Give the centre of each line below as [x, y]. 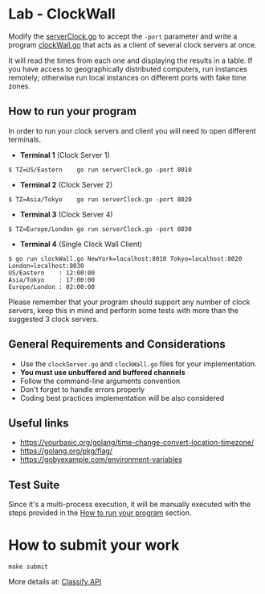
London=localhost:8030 [46, 266]
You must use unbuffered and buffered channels [102, 372]
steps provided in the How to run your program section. [100, 513]
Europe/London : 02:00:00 [51, 287]
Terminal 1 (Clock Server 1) [65, 155]
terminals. [25, 139]
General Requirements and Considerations [117, 344]
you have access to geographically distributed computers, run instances [128, 68]
